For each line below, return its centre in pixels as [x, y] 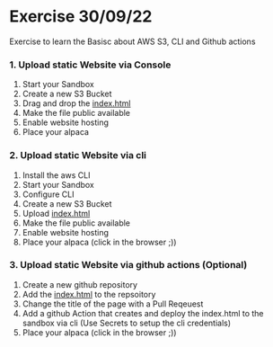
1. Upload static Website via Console [90, 65]
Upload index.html [56, 213]
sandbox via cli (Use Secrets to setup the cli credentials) [127, 323]
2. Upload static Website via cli [78, 156]
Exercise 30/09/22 [81, 17]
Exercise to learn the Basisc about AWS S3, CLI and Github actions [132, 41]
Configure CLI [48, 194]
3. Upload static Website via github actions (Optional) [128, 265]
